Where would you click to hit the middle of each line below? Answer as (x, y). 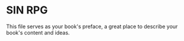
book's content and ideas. (38, 32)
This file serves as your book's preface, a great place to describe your (92, 26)
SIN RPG (27, 10)
